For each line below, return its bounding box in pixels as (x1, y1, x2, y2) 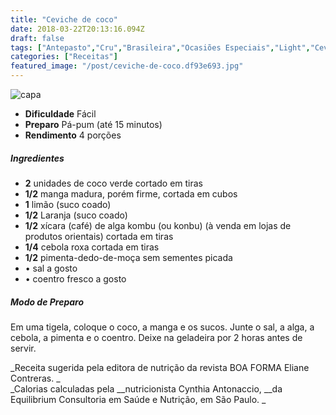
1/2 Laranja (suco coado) (24, 209, 128, 221)
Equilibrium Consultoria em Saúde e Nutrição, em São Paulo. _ (10, 393, 267, 405)
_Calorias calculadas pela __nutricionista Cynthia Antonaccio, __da (10, 382, 283, 395)
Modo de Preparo (10, 296, 85, 308)
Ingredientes (10, 152, 65, 164)
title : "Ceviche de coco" (10, 14, 118, 25)
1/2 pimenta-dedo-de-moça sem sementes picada (24, 251, 233, 263)
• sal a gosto (24, 262, 78, 274)
